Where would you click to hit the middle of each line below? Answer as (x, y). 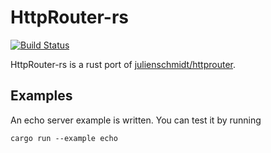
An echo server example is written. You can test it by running (136, 120)
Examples (41, 96)
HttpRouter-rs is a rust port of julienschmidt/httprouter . (123, 64)
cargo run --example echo (64, 138)
